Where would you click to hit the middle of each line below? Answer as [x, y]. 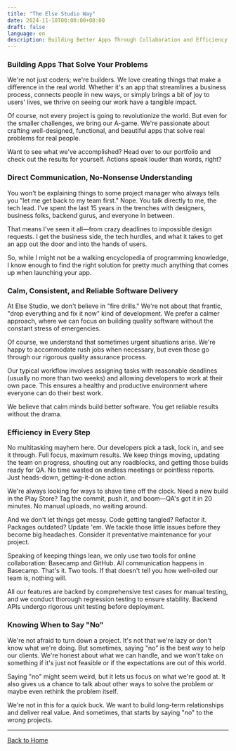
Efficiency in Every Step [49, 432]
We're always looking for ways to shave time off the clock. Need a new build [118, 491]
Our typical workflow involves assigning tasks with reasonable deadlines [112, 371]
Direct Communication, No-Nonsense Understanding [100, 178]
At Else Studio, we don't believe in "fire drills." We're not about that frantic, [115, 306]
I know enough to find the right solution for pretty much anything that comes [118, 265]
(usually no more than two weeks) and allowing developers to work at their [115, 378]
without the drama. [34, 414]
